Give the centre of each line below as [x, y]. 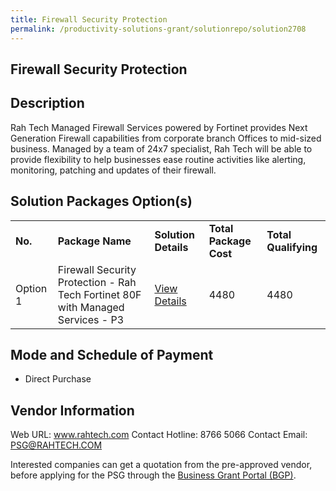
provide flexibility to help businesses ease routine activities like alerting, [158, 159]
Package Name [94, 241]
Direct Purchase [58, 379]
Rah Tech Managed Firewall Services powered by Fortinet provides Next [159, 127]
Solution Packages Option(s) [101, 201]
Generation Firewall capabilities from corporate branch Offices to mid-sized [166, 138]
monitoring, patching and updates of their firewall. [113, 170]
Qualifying [292, 247]
